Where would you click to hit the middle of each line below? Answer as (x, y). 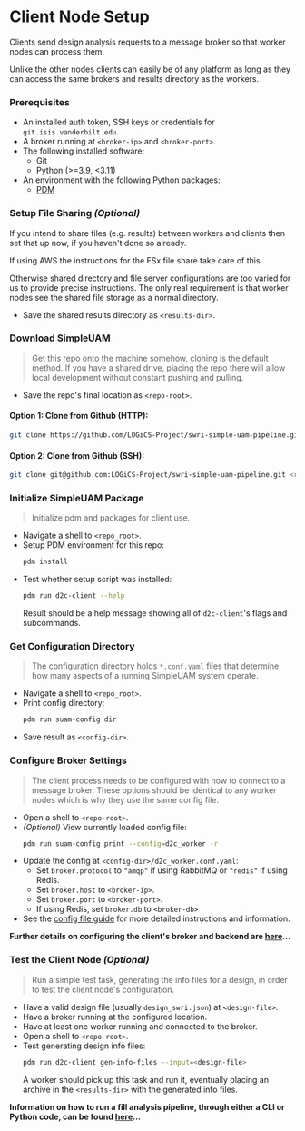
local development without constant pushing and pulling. (138, 377)
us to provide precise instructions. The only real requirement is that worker (149, 287)
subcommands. (52, 623)
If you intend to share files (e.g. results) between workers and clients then (148, 233)
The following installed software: (84, 151)
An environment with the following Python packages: (121, 180)
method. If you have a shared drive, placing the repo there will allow (158, 367)
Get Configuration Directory (72, 646)
